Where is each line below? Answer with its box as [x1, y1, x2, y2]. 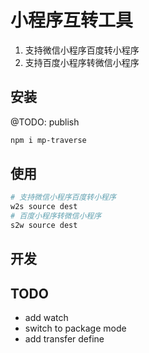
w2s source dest [10, 202, 78, 212]
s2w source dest [10, 221, 78, 231]
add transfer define [24, 333, 105, 345]
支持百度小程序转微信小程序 [24, 56, 140, 68]
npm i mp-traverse [10, 135, 87, 145]
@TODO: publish [10, 116, 80, 128]
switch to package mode [24, 322, 127, 335]
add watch [24, 312, 69, 324]
